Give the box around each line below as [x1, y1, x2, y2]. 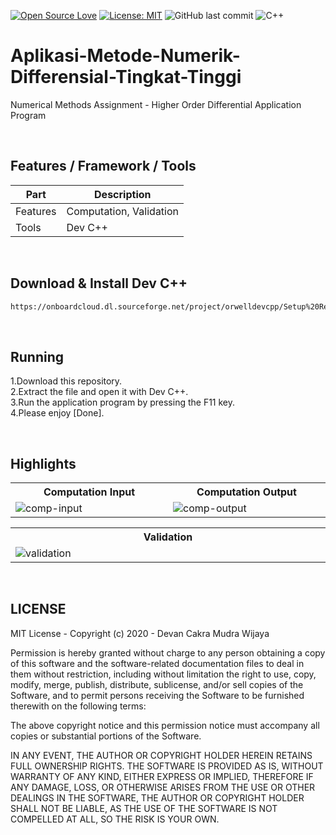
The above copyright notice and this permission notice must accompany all [10, 719, 320, 731]
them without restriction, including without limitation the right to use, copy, [10, 668, 317, 680]
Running [10, 348, 65, 365]
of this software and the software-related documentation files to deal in [10, 657, 305, 669]
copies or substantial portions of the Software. [10, 730, 202, 742]
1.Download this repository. [10, 375, 123, 387]
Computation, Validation [66, 204, 180, 218]
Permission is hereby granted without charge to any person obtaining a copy [10, 646, 326, 659]
